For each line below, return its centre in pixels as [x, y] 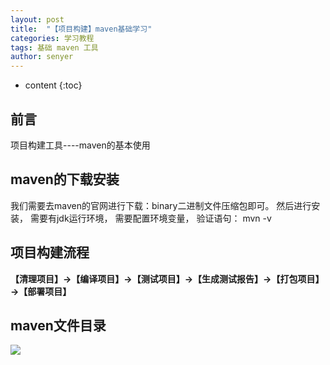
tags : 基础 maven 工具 [54, 47]
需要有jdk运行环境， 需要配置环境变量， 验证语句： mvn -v [150, 218]
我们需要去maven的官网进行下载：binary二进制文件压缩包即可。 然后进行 [161, 205]
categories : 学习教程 [52, 38]
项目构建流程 [50, 252]
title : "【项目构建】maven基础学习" [81, 29]
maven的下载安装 [65, 179]
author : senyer [42, 57]
